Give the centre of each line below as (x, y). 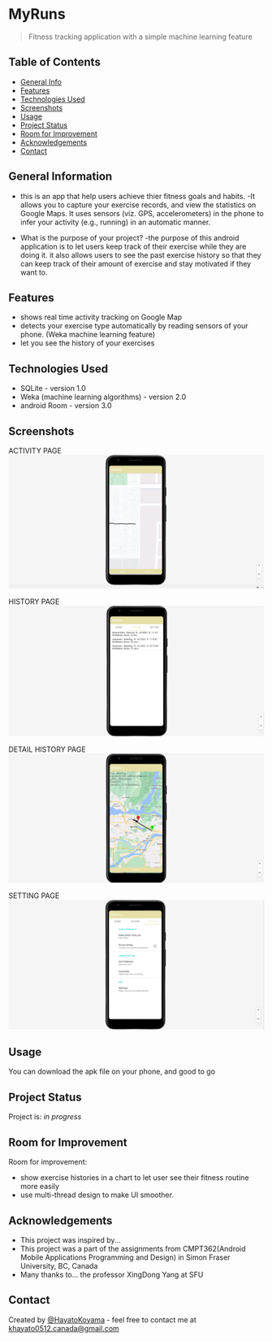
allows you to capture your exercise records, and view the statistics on (138, 205)
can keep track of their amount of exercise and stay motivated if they (136, 263)
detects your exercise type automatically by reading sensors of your (134, 326)
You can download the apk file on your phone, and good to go (112, 1072)
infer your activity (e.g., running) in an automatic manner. (115, 222)
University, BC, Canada (59, 1265)
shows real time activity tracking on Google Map (101, 317)
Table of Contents (55, 62)
